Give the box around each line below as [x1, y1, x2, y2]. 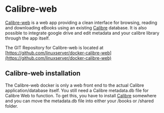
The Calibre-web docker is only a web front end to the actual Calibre [5, 82, 144, 88]
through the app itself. [5, 35, 50, 41]
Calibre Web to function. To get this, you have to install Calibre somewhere [5, 92, 157, 98]
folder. [5, 103, 18, 109]
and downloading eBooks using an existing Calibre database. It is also [5, 24, 147, 30]
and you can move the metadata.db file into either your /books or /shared [5, 98, 154, 104]
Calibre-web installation [5, 69, 81, 78]
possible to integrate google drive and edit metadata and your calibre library [5, 30, 160, 36]
